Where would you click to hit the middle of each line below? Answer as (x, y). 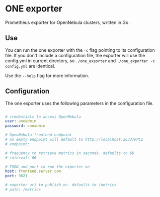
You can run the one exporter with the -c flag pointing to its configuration (80, 50)
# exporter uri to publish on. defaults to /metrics (61, 185)
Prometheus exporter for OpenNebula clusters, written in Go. (68, 22)
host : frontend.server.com (33, 171)
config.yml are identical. (30, 66)
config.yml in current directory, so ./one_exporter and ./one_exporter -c (80, 61)
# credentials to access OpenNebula (43, 117)
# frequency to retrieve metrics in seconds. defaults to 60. (71, 153)
